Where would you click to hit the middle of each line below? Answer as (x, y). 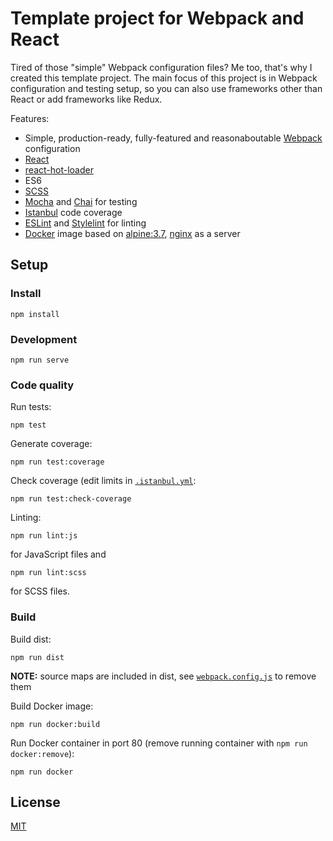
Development (44, 339)
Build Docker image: (52, 706)
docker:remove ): (42, 753)
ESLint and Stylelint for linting (85, 223)
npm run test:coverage (57, 462)
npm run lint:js (44, 536)
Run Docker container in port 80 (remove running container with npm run (159, 743)
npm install (35, 314)
